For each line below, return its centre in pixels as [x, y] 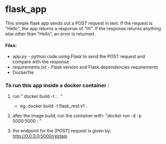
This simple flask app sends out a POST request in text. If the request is [79, 23]
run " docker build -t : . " [37, 96]
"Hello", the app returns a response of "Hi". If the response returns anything [83, 28]
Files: [11, 45]
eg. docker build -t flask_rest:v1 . [53, 106]
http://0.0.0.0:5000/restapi [40, 136]
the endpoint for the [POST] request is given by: [62, 131]
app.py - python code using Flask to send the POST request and [79, 57]
